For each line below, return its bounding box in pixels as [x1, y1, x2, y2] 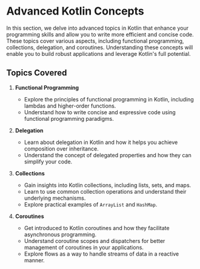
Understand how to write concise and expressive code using [24, 108, 176, 116]
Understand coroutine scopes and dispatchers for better [24, 237, 165, 244]
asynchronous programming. [24, 231, 97, 238]
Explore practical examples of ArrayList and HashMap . [24, 200, 158, 208]
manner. [24, 256, 45, 264]
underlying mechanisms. [24, 194, 86, 202]
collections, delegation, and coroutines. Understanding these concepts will [6, 44, 193, 51]
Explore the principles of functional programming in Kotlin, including [24, 95, 194, 103]
